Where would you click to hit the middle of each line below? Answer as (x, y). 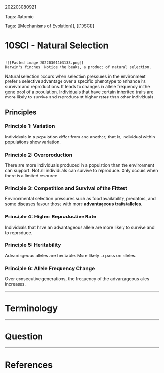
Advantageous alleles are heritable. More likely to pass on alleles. (71, 255)
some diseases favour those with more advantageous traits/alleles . (74, 204)
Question (24, 337)
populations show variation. (33, 142)
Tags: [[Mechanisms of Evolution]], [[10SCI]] (50, 26)
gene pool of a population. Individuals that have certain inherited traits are (79, 92)
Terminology (31, 308)
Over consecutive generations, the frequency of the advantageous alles (77, 279)
